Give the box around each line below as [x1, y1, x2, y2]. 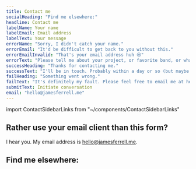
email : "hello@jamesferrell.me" [6, 90, 85, 96]
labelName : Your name [6, 24, 59, 31]
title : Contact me [6, 8, 51, 15]
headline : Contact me [6, 19, 59, 25]
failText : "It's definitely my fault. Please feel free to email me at [6, 79, 184, 85]
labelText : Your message [6, 36, 66, 41]
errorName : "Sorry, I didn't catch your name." [6, 41, 124, 47]
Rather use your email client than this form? [6, 123, 168, 133]
